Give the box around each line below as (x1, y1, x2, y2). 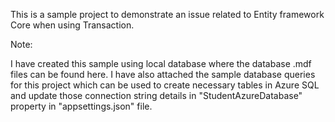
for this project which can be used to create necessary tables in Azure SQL (10, 79, 320, 91)
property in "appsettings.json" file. (10, 100, 153, 112)
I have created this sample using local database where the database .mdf (10, 58, 312, 69)
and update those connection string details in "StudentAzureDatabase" (10, 90, 303, 101)
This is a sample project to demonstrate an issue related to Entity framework (10, 9, 325, 20)
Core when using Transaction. (10, 19, 135, 31)
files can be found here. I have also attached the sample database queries (10, 69, 316, 80)
